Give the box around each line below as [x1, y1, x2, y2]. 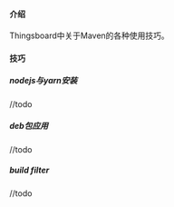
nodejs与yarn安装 [9, 75, 78, 86]
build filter [9, 164, 50, 176]
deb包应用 [9, 121, 48, 132]
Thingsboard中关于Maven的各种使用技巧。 [9, 30, 169, 41]
